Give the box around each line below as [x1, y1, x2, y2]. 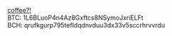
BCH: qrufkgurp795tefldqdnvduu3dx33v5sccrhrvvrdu [7, 21, 166, 29]
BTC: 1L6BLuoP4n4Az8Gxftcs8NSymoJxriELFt [7, 13, 144, 22]
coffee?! [7, 6, 32, 14]
